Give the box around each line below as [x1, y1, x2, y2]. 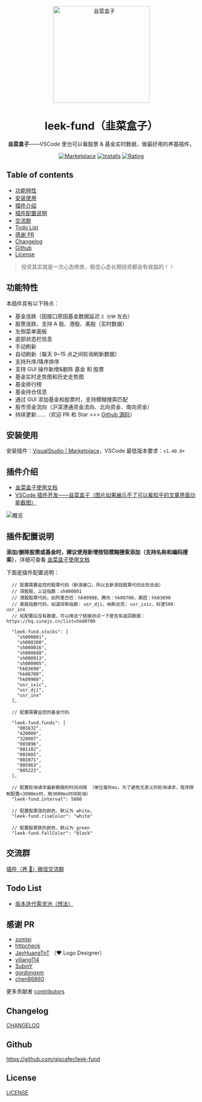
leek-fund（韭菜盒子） [44, 119, 159, 133]
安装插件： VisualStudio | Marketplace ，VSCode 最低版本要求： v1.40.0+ [6, 447, 186, 455]
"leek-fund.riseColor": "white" [11, 813, 93, 819]
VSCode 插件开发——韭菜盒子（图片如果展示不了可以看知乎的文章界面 [14, 491, 191, 499]
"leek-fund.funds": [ [11, 720, 66, 726]
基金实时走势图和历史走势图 [14, 373, 84, 380]
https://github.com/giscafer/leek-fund [6, 1055, 101, 1063]
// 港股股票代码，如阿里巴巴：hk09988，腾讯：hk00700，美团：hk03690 [11, 595, 171, 601]
